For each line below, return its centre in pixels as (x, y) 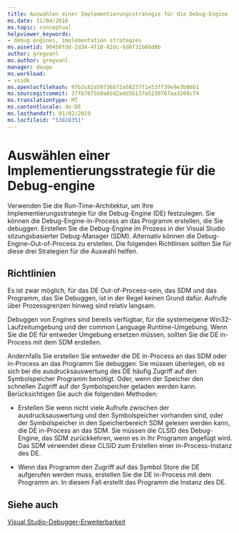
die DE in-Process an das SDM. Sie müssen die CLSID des (103, 431)
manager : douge (30, 67)
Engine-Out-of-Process (42, 243)
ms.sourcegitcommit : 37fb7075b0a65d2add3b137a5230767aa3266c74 (103, 93)
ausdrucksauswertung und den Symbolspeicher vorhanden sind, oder (121, 415)
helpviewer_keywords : (40, 34)
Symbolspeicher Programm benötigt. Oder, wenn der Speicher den (106, 379)
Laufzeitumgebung (35, 327)
